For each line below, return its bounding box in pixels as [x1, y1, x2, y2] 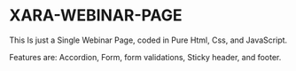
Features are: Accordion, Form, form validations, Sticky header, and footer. [9, 51, 282, 62]
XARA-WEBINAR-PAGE [9, 5, 183, 26]
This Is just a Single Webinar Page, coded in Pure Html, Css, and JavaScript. [9, 35, 288, 45]
